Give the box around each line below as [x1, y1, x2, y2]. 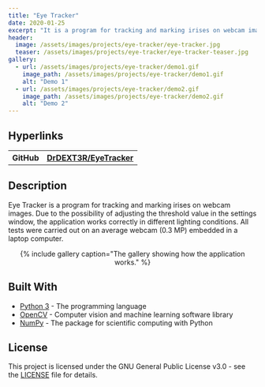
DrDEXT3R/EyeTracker [47, 152, 134, 163]
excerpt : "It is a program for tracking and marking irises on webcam [8, 26, 245, 34]
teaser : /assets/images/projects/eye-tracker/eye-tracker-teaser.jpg [15, 48, 248, 56]
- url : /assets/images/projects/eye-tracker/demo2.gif [15, 85, 200, 93]
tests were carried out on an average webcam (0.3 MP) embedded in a [8, 225, 238, 235]
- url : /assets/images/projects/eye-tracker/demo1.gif [15, 63, 200, 71]
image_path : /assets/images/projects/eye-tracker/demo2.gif [22, 92, 224, 100]
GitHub [12, 152, 39, 163]
